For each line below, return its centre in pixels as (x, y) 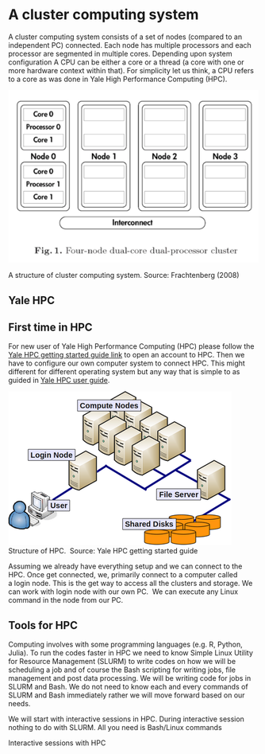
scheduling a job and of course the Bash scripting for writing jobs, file (122, 670)
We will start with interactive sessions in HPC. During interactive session (126, 719)
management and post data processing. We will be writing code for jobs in (130, 678)
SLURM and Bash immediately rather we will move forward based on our (127, 695)
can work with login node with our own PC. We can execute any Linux (123, 592)
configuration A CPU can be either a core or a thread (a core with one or (126, 62)
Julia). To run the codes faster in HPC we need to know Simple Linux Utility (131, 653)
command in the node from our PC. (66, 600)
